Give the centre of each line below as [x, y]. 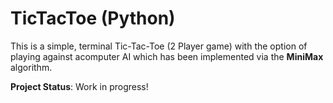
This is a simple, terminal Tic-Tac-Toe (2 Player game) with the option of [159, 46]
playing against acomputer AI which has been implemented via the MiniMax [167, 56]
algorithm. [31, 67]
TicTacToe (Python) [93, 18]
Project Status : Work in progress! [79, 86]
